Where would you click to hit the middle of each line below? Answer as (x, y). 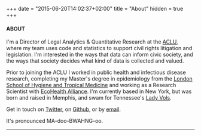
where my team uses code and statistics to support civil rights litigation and (99, 48)
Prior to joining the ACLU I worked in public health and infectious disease (96, 72)
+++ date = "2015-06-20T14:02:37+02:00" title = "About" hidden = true (95, 9)
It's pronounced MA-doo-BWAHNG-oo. (55, 121)
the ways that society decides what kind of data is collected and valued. (95, 61)
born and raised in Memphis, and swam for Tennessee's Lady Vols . (89, 98)
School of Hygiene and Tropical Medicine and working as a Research (91, 85)
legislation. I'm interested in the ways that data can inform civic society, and (100, 55)
